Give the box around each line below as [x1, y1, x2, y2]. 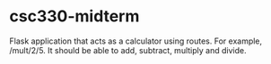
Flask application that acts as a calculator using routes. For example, [9, 36, 263, 46]
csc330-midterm [9, 6, 140, 27]
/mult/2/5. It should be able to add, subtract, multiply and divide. [9, 44, 247, 55]
